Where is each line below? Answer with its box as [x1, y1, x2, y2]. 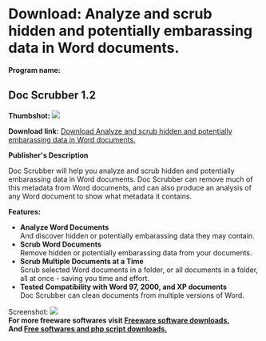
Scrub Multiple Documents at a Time [19, 256, 144, 266]
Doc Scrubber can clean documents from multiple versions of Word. [19, 290, 245, 300]
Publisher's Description [8, 150, 89, 160]
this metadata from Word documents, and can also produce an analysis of [8, 183, 252, 192]
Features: [8, 207, 42, 216]
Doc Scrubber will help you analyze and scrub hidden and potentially [8, 166, 235, 175]
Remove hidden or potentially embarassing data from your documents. [19, 247, 253, 257]
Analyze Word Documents [19, 222, 109, 232]
